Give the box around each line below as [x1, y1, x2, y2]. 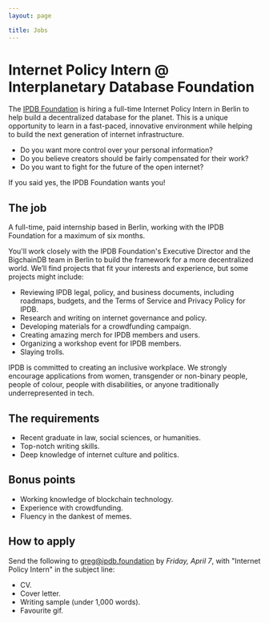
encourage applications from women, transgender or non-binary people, [8, 371, 248, 381]
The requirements [8, 411, 100, 425]
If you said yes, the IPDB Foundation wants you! [8, 178, 166, 188]
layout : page [8, 11, 52, 20]
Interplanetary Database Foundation [8, 78, 255, 96]
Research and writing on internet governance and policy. [19, 314, 207, 323]
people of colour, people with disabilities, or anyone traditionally [8, 380, 219, 390]
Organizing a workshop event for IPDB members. [19, 338, 182, 349]
